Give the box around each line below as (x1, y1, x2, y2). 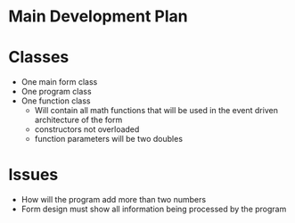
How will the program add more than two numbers (20, 194, 207, 205)
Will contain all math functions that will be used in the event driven (34, 105, 278, 116)
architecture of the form (34, 114, 123, 126)
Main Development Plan (8, 6, 188, 27)
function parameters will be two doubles (34, 134, 184, 145)
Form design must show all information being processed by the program (20, 203, 287, 215)
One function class (20, 95, 91, 106)
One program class (20, 87, 92, 97)
